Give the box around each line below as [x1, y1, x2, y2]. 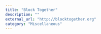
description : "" [5, 12, 40, 17]
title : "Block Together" [5, 7, 58, 12]
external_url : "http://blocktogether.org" [5, 16, 96, 21]
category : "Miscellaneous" [5, 21, 62, 26]
